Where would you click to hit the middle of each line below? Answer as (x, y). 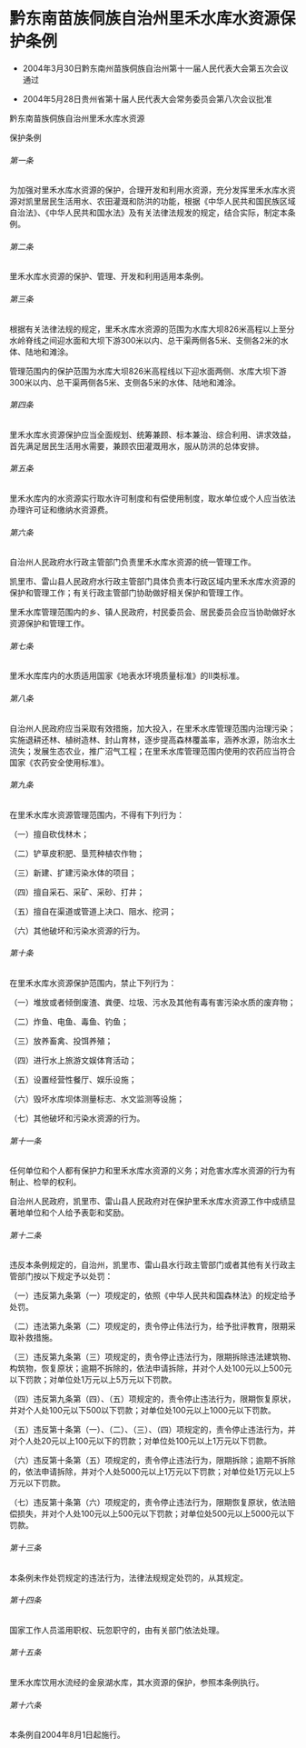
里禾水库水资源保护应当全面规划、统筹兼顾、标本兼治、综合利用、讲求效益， (153, 435)
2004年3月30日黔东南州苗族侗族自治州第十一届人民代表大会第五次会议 (155, 68)
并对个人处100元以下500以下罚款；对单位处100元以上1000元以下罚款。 (143, 1411)
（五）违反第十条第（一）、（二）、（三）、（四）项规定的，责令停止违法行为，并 (153, 1430)
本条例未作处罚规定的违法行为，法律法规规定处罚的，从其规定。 (128, 1577)
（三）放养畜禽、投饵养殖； (61, 1041)
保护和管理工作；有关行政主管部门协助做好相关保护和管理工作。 (128, 593)
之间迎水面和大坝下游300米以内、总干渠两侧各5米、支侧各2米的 (161, 340)
